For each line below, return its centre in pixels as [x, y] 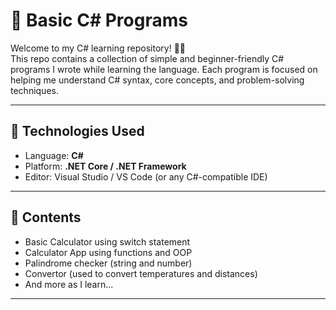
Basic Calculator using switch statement [107, 241]
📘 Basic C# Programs [99, 20]
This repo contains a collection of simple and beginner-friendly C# [147, 58]
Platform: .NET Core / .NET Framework [105, 166]
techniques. [34, 90]
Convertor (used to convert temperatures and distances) [141, 273]
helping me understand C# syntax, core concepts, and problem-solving [157, 80]
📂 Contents [46, 217]
